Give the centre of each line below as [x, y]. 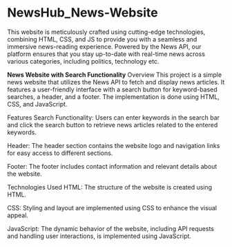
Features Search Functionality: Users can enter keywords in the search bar [113, 117]
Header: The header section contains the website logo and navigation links [114, 145]
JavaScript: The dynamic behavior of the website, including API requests [110, 228]
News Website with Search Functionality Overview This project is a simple [115, 75]
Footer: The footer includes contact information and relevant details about [112, 166]
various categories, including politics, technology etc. [83, 61]
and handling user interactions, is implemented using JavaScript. [99, 236]
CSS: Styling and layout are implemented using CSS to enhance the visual [112, 208]
